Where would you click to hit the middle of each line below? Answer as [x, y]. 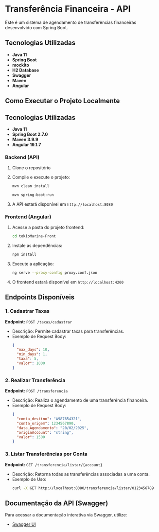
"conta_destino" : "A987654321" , [49, 419]
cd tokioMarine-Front [34, 236]
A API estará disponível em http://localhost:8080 [62, 204]
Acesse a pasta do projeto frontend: [48, 228]
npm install [24, 255]
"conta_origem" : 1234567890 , [46, 423]
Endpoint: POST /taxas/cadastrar [39, 321]
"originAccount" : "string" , [45, 432]
